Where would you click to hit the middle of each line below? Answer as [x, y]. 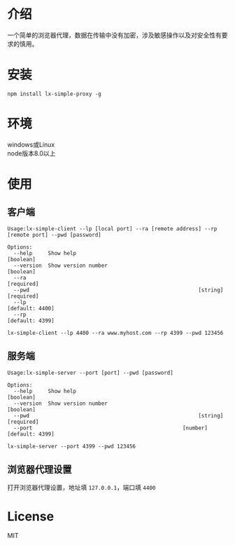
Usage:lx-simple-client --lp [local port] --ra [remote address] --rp [112, 228]
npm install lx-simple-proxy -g [54, 94]
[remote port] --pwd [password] [54, 235]
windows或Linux [31, 144]
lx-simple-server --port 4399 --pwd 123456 [72, 446]
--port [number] [111, 428]
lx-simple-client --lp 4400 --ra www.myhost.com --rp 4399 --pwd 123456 [115, 333]
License [31, 516]
